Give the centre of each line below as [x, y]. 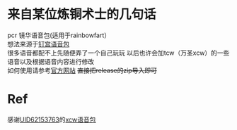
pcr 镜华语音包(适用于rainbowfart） [59, 35]
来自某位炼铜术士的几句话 [82, 14]
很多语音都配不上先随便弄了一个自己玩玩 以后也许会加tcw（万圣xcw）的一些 [118, 53]
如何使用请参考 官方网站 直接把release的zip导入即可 [82, 70]
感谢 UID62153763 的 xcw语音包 [52, 119]
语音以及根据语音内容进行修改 [51, 61]
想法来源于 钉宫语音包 [38, 44]
